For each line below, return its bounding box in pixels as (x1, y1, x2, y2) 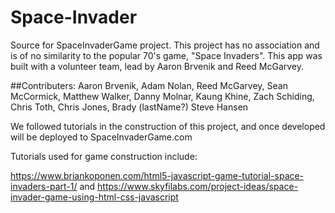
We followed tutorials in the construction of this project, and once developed (10, 120, 326, 132)
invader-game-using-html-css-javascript (10, 191, 179, 203)
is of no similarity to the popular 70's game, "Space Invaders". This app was (10, 49, 323, 61)
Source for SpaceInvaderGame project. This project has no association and (10, 39, 320, 51)
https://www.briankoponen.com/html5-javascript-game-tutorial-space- (10, 169, 305, 181)
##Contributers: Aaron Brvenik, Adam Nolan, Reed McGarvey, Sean (10, 79, 288, 91)
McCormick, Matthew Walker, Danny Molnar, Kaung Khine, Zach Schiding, (10, 90, 315, 102)
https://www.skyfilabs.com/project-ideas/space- (97, 180, 299, 192)
